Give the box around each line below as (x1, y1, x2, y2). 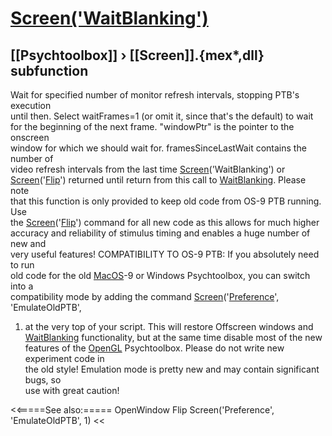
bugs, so (24, 374, 62, 386)
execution (10, 100, 52, 111)
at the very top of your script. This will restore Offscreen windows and (24, 321, 314, 332)
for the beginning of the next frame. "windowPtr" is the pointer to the (10, 121, 295, 132)
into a (10, 280, 34, 292)
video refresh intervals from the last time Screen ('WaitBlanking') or (10, 163, 286, 175)
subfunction (10, 62, 89, 79)
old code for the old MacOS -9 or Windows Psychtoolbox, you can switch (10, 270, 311, 281)
